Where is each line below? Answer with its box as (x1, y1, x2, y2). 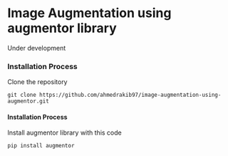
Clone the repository (7, 78, 68, 86)
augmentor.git (7, 98, 50, 105)
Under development (7, 43, 66, 52)
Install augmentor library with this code (7, 128, 123, 137)
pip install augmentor (7, 142, 75, 150)
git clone (7, 91, 37, 99)
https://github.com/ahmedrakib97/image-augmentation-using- (38, 91, 222, 99)
